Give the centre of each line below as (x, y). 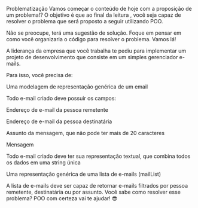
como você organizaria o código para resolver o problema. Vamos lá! (91, 39)
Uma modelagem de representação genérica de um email (77, 87)
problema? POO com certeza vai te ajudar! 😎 (62, 198)
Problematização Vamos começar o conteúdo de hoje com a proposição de (99, 9)
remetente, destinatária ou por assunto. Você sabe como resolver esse (94, 192)
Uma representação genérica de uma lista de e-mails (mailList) (84, 174)
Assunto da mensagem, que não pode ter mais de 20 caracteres (86, 133)
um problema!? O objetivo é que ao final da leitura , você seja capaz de (94, 15)
